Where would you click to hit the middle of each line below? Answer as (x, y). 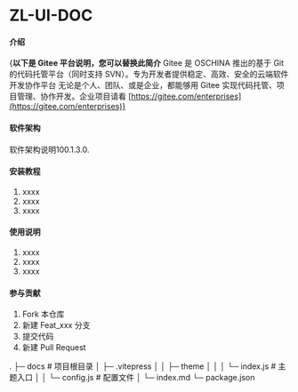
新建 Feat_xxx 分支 (56, 325)
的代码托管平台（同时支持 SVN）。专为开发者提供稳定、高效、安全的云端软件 (149, 74)
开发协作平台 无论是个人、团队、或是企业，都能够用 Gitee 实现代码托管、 (143, 85)
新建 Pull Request (54, 348)
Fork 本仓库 (43, 314)
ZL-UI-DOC (51, 16)
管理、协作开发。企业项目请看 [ (74, 96)
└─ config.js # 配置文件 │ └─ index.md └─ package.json (152, 378)
